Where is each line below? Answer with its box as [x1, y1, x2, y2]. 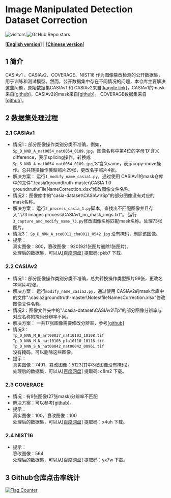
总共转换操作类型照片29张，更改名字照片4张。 [21, 167, 120, 173]
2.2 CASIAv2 [5, 263, 38, 270]
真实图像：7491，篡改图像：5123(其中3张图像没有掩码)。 [12, 361, 132, 368]
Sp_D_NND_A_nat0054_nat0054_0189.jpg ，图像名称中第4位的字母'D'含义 [12, 148, 159, 154]
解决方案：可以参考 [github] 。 [12, 400, 74, 406]
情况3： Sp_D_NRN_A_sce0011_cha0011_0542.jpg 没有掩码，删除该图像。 [12, 231, 160, 237]
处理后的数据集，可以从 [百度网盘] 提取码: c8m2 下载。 [12, 368, 127, 374]
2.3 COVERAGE [5, 381, 44, 388]
